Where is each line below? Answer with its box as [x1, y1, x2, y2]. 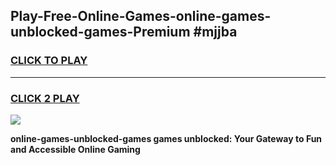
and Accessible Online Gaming [10, 143, 141, 155]
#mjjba [193, 24, 238, 41]
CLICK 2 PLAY [10, 91, 80, 105]
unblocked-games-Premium [10, 24, 191, 41]
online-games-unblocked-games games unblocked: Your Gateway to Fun [10, 132, 323, 144]
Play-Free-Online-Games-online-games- [10, 8, 272, 25]
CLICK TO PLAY [10, 54, 88, 68]
